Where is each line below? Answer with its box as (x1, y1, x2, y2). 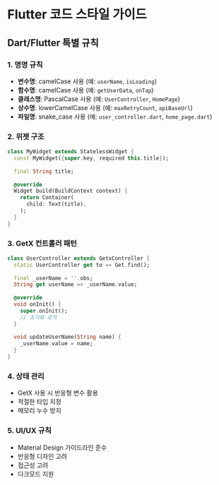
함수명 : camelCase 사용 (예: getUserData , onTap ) (17, 85, 154, 94)
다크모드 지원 (17, 469, 54, 478)
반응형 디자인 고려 (17, 452, 67, 460)
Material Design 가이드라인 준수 (17, 443, 107, 452)
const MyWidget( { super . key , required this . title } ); (13, 155, 170, 162)
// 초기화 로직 (20, 313, 57, 321)
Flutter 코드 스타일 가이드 (7, 6, 147, 23)
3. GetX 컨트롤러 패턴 (7, 238, 78, 248)
